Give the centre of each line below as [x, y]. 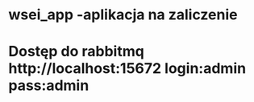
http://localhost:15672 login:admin [127, 69]
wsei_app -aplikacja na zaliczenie [123, 15]
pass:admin [49, 86]
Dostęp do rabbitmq [77, 52]
